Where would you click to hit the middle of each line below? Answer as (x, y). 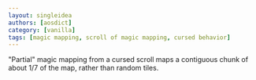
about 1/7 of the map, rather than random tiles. (83, 68)
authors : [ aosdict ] (40, 23)
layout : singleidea (40, 15)
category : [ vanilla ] (42, 30)
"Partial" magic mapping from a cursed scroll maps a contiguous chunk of (128, 60)
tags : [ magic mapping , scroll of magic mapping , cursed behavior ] (119, 37)
